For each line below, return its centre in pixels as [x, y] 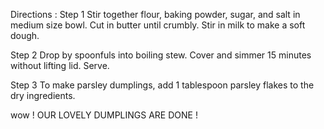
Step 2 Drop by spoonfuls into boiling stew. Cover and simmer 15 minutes [161, 55]
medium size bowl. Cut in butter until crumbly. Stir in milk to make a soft [158, 25]
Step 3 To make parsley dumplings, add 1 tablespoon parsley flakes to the [162, 85]
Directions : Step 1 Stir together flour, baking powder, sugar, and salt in [155, 14]
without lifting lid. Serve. [60, 65]
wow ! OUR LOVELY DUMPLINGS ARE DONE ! [104, 115]
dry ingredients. [43, 95]
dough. [25, 35]
